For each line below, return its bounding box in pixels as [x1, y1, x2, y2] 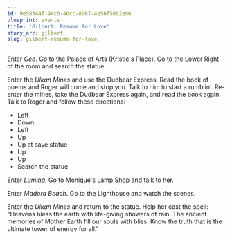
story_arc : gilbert [7, 29, 64, 37]
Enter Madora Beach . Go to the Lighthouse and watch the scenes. [7, 190, 196, 198]
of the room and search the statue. [7, 62, 106, 71]
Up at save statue [17, 140, 68, 149]
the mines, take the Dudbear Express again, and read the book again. [24, 91, 222, 99]
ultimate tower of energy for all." [7, 225, 99, 233]
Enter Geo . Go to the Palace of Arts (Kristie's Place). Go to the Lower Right [7, 55, 220, 63]
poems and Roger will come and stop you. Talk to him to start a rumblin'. [7, 83, 213, 91]
